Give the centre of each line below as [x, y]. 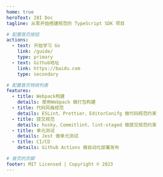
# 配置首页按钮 [23, 34]
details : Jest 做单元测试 [48, 136]
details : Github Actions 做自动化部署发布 [68, 148]
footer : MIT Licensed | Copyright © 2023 [60, 164]
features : [19, 91]
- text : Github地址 [36, 63]
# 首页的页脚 [20, 159]
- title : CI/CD [31, 142]
